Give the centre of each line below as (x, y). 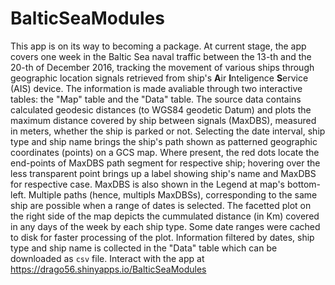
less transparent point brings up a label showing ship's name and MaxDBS (163, 173)
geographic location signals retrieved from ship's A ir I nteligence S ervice (159, 78)
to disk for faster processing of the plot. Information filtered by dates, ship (162, 237)
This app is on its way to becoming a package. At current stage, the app (158, 46)
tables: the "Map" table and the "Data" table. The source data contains (156, 99)
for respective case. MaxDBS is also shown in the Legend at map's (148, 184)
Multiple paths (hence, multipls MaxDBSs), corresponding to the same (173, 194)
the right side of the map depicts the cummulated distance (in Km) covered (165, 216)
